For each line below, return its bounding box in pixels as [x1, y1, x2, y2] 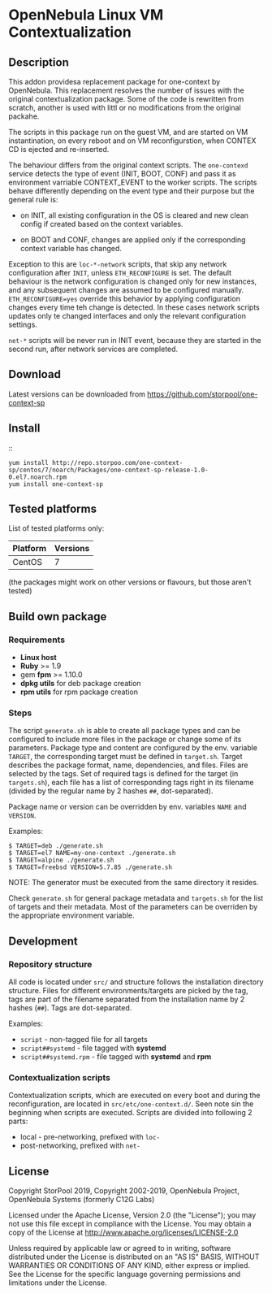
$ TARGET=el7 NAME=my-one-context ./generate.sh [8, 849, 176, 858]
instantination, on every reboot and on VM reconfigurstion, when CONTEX [8, 136, 257, 145]
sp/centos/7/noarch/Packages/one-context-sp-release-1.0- [8, 466, 209, 474]
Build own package [8, 610, 107, 623]
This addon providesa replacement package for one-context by [8, 77, 221, 86]
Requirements [8, 634, 66, 645]
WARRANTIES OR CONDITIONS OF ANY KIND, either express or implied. [8, 1261, 250, 1270]
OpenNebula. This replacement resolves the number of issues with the [8, 85, 245, 95]
